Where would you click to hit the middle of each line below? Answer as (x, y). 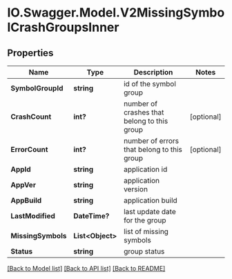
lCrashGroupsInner (63, 27)
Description (153, 72)
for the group (145, 220)
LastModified (33, 216)
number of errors (151, 141)
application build (150, 200)
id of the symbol (149, 84)
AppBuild (26, 200)
